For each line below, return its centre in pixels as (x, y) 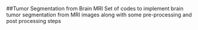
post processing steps (34, 21)
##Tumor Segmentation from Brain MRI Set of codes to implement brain (95, 9)
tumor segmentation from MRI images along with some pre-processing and (99, 15)
